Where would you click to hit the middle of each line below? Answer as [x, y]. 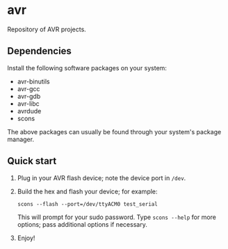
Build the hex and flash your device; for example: [87, 191]
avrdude [29, 111]
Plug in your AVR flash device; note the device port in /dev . [101, 178]
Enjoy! [26, 238]
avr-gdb [29, 96]
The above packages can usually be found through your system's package [114, 131]
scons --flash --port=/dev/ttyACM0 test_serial [87, 204]
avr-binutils [33, 81]
